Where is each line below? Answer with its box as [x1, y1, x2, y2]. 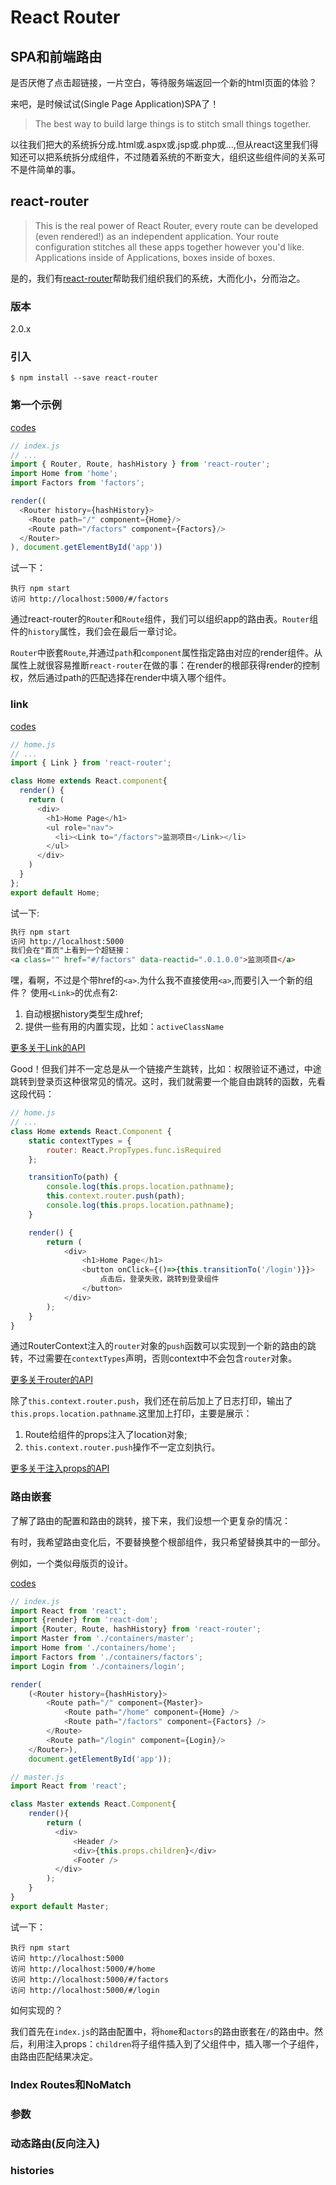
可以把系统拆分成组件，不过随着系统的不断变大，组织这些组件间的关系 [27, 151, 317, 163]
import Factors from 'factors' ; [10, 478, 145, 488]
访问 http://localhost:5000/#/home [10, 1964, 156, 1974]
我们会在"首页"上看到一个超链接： [10, 946, 132, 956]
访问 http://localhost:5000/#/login [10, 1985, 160, 1995]
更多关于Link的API [10, 1042, 86, 1054]
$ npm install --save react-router [10, 373, 159, 383]
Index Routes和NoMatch [10, 2077, 132, 2091]
